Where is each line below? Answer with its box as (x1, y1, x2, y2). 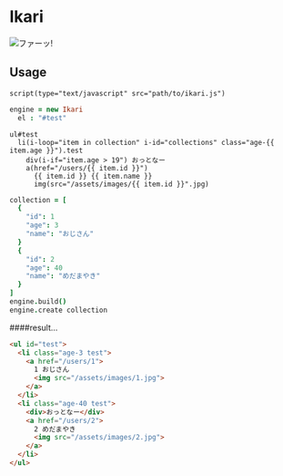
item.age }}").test (9, 146, 84, 155)
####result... (9, 322, 58, 333)
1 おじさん (33, 365, 70, 375)
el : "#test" (17, 113, 67, 122)
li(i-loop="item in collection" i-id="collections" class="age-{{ (17, 138, 275, 147)
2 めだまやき (33, 424, 76, 434)
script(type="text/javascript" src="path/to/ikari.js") (9, 88, 226, 98)
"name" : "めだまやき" (25, 272, 101, 281)
